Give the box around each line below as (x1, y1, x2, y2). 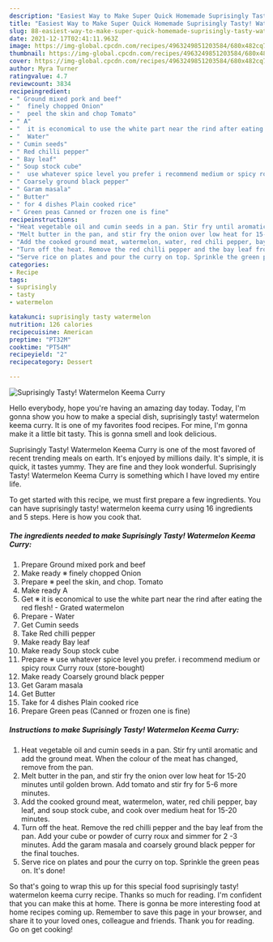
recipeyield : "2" (9, 350, 68, 359)
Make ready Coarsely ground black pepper (20, 671, 164, 681)
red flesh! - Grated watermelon (20, 602, 125, 612)
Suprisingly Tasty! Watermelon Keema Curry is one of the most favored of (9, 445, 256, 454)
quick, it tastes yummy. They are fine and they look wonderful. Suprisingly (9, 462, 257, 471)
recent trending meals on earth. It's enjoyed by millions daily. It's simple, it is (9, 453, 264, 463)
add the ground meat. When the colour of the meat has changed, (20, 753, 238, 763)
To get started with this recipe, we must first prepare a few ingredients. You (9, 495, 262, 504)
